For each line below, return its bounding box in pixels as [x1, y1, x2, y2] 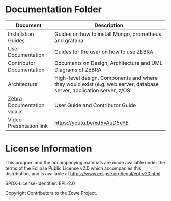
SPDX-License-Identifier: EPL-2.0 [5, 180, 75, 186]
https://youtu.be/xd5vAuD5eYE [54, 119, 129, 126]
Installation [8, 30, 34, 38]
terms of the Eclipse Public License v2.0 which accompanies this [5, 165, 141, 171]
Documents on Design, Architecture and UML [54, 59, 163, 66]
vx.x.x [8, 108, 22, 115]
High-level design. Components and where [54, 74, 158, 81]
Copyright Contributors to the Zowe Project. [5, 190, 98, 196]
